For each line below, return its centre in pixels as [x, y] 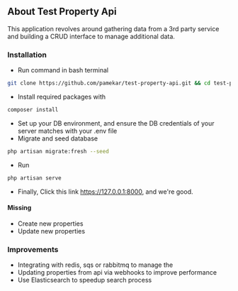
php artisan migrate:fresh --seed [58, 151]
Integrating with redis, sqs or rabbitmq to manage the [95, 265]
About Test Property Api [62, 12]
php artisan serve [34, 178]
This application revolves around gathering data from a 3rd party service [113, 28]
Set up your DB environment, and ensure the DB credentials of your [116, 123]
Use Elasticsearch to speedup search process [85, 280]
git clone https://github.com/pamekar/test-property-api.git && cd [109, 83]
